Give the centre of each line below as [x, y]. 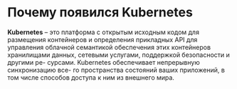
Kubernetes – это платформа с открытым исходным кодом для [103, 32]
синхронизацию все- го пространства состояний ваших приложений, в [116, 70]
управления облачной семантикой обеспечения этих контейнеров [109, 47]
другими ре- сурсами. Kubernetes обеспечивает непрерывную [104, 62]
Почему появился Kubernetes [100, 12]
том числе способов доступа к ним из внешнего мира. [91, 77]
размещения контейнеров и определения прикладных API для [102, 39]
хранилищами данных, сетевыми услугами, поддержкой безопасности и [118, 55]
